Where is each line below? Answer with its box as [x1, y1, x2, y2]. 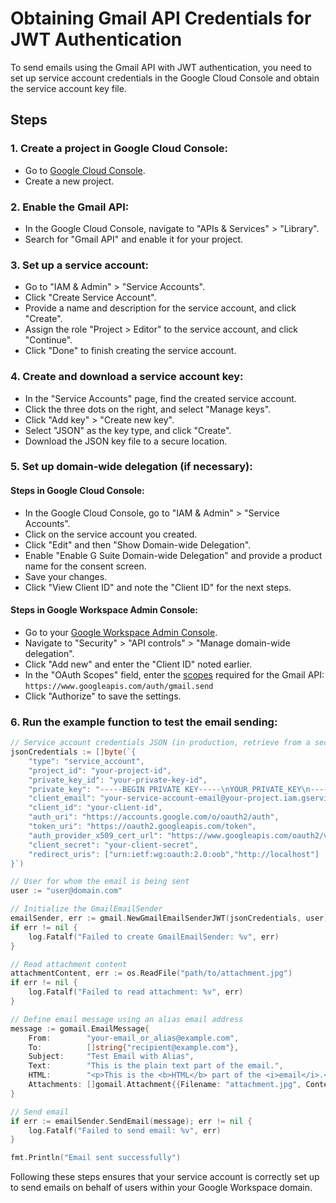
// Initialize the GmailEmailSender [10, 904, 163, 914]
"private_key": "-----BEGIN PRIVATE [28, 784, 182, 794]
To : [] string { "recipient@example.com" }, [28, 1042, 240, 1052]
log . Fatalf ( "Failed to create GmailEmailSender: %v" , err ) [28, 932, 280, 942]
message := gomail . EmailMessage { [10, 1023, 150, 1034]
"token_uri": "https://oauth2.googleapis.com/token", [28, 822, 257, 832]
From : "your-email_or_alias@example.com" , [28, 1033, 240, 1043]
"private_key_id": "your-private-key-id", [28, 775, 208, 785]
